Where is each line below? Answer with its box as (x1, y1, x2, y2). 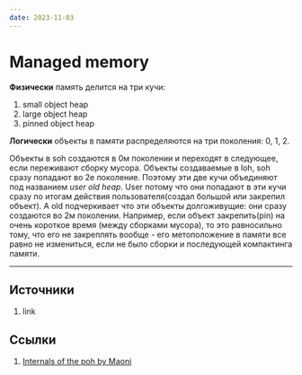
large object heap (22, 109, 88, 119)
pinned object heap (22, 118, 95, 128)
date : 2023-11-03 (9, 13, 75, 22)
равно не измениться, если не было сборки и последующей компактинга (9, 239, 293, 249)
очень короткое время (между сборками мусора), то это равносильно (9, 219, 283, 230)
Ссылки (9, 332, 57, 347)
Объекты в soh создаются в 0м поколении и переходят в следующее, (9, 153, 279, 163)
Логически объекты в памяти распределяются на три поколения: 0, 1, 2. (9, 135, 290, 146)
